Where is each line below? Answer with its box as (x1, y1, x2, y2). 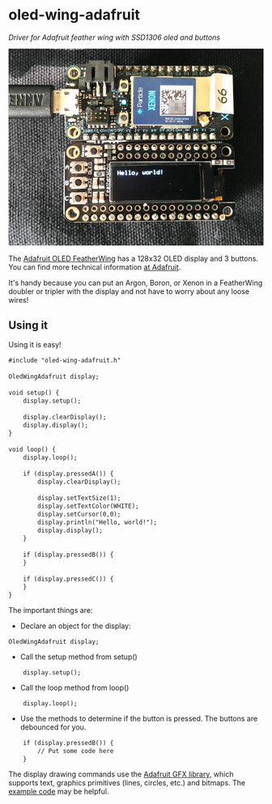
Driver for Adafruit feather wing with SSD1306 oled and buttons (8, 32, 221, 42)
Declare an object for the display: (19, 621, 131, 631)
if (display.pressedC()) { (23, 575, 114, 584)
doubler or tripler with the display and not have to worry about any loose (8, 286, 249, 296)
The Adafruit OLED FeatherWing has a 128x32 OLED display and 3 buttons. (8, 253, 259, 263)
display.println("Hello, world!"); (37, 518, 158, 527)
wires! (8, 295, 29, 304)
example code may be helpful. (8, 787, 109, 797)
